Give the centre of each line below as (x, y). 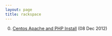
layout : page (19, 10)
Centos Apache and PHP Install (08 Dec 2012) (60, 28)
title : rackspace (23, 14)
